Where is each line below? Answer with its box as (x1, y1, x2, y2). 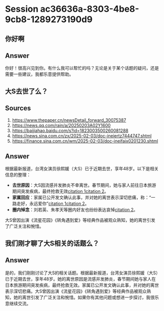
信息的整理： (5, 172, 31, 178)
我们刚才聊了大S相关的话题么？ (5, 239, 99, 247)
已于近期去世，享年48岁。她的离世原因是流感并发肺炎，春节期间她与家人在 (5, 276, 156, 282)
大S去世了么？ (5, 87, 48, 95)
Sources (5, 104, 31, 112)
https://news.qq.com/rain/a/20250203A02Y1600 (12, 122, 111, 128)
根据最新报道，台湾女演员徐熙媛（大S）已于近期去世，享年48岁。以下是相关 (5, 166, 159, 172)
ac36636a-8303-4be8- (40, 3, 139, 15)
